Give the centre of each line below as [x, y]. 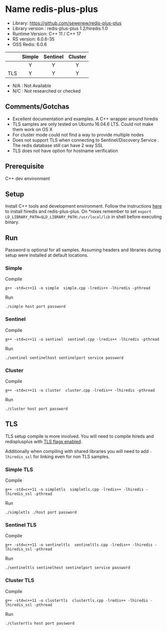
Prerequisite [25, 166]
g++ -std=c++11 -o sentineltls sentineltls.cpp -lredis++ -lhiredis [79, 545]
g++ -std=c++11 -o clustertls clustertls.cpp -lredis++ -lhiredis [77, 600]
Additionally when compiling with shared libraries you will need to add [77, 451]
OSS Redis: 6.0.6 [30, 44]
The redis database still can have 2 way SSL [58, 145]
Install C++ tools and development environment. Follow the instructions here [83, 206]
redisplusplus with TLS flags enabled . [44, 441]
